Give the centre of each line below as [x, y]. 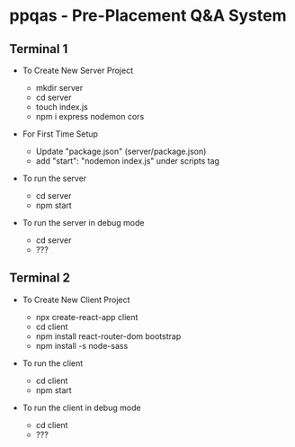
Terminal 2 [40, 278]
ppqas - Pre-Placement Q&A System [148, 16]
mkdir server [59, 88]
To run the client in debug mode [81, 407]
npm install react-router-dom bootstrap [108, 336]
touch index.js [62, 107]
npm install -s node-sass [82, 345]
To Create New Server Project [77, 70]
